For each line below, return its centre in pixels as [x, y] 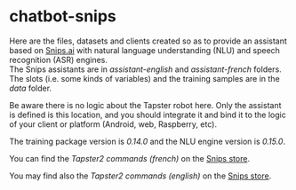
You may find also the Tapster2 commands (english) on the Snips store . [140, 176]
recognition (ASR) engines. [59, 59]
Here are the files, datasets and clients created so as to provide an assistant [148, 41]
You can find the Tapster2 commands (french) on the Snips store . [130, 158]
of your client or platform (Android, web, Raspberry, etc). [113, 124]
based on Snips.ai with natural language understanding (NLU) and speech [144, 50]
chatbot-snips [63, 16]
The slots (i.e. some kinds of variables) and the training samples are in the [144, 78]
